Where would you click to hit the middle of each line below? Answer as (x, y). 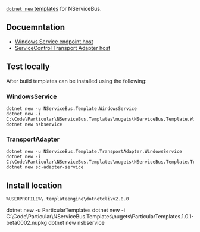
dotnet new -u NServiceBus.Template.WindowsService (71, 109)
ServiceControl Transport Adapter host (62, 48)
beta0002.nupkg (27, 223)
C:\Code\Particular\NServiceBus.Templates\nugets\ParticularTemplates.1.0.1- (100, 217)
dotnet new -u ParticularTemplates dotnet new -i (66, 210)
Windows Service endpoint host (54, 42)
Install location (34, 185)
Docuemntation (36, 27)
